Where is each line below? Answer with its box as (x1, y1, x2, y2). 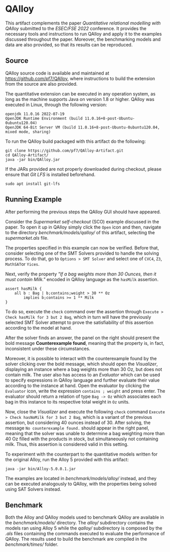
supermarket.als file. (5, 235, 49, 241)
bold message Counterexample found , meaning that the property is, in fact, (5, 340, 164, 346)
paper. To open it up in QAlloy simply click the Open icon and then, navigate (5, 224, 161, 230)
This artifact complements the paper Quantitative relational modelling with (5, 20, 161, 26)
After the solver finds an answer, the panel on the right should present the (5, 335, 160, 341)
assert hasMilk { (5, 286, 42, 291)
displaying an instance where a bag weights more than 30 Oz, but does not (5, 366, 162, 372)
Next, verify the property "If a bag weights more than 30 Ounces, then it (5, 271, 156, 277)
